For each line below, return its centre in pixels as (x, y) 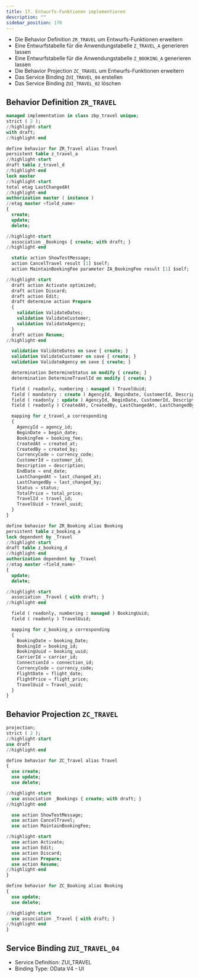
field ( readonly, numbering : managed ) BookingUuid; (81, 614)
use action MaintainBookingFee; (52, 826)
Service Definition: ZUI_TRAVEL (53, 962)
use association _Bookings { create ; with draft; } (77, 799)
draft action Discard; (39, 291)
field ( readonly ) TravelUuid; (52, 619)
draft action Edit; (36, 296)
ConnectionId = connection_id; (55, 663)
